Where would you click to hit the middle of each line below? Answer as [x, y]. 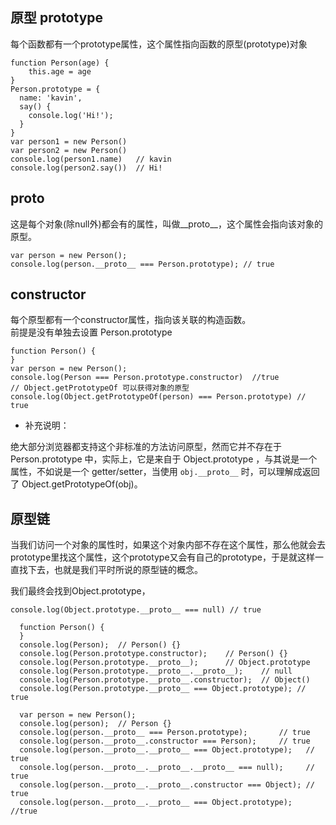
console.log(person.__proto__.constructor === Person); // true [165, 741]
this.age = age [60, 71]
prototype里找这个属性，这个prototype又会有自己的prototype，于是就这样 [162, 557]
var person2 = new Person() [69, 150]
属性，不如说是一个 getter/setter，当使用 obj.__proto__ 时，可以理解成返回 [165, 472]
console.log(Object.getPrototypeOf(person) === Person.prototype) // [158, 397]
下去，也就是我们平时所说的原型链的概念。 [115, 570]
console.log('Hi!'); [71, 115]
